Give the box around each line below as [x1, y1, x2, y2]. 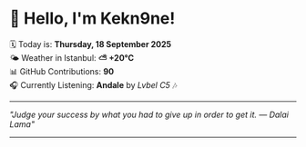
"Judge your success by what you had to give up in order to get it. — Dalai [9, 109, 290, 120]
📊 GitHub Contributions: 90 [9, 65, 115, 76]
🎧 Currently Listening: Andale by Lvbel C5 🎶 [9, 79, 178, 90]
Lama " [9, 118, 35, 130]
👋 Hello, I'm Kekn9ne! [9, 8, 176, 29]
